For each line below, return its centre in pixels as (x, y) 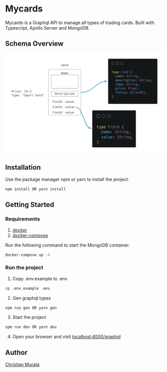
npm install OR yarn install (35, 189)
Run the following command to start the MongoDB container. (67, 245)
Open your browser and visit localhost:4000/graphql (66, 337)
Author (16, 352)
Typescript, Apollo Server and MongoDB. (47, 28)
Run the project (24, 268)
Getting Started (30, 205)
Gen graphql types (31, 298)
